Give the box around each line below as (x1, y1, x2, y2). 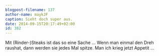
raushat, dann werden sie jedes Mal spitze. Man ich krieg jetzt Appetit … (5, 45, 154, 51)
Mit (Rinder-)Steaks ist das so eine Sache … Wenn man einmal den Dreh (5, 39, 154, 45)
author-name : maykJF (5, 12, 49, 17)
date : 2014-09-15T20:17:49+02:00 (5, 21, 75, 26)
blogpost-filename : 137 (5, 7, 55, 12)
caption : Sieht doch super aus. (5, 16, 73, 21)
